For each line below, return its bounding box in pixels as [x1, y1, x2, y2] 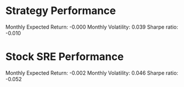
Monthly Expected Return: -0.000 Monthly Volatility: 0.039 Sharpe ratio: [5, 23, 179, 30]
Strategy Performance [5, 4, 116, 18]
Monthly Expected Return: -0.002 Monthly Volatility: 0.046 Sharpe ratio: [5, 69, 179, 76]
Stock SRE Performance [5, 50, 124, 64]
